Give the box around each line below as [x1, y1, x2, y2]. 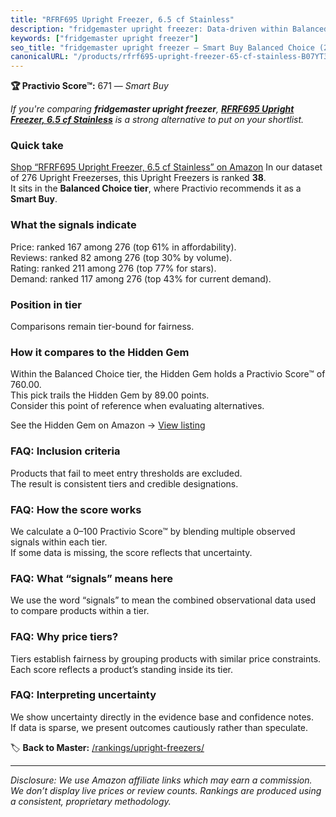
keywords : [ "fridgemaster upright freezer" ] [10, 33, 199, 43]
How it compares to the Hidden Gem [10, 345, 190, 359]
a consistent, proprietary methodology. [10, 795, 172, 807]
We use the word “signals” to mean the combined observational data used [10, 594, 317, 606]
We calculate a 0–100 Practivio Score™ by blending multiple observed [10, 525, 296, 537]
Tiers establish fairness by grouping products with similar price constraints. [10, 652, 322, 665]
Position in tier [10, 297, 82, 311]
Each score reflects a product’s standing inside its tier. [10, 663, 234, 675]
